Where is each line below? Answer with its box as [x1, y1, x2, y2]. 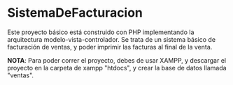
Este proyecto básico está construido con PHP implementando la [7, 28, 195, 36]
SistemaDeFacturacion [7, 5, 143, 21]
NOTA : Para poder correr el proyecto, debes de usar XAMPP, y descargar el [7, 56, 226, 64]
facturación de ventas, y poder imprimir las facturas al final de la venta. [7, 42, 213, 51]
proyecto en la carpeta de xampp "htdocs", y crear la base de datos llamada [7, 63, 227, 72]
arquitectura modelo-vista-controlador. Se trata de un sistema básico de [7, 35, 216, 43]
